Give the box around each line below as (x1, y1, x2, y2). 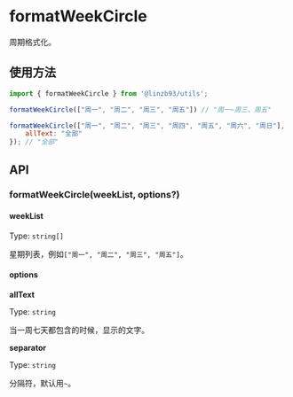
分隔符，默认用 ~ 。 (9, 378, 76, 388)
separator (9, 342, 47, 353)
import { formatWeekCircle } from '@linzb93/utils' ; (9, 89, 209, 98)
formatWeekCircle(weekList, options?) (9, 189, 180, 201)
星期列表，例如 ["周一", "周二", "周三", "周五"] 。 (9, 248, 188, 259)
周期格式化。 (9, 36, 56, 47)
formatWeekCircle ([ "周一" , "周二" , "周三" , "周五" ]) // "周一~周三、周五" (9, 105, 273, 114)
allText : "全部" (25, 129, 83, 138)
